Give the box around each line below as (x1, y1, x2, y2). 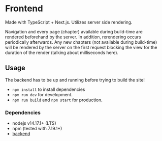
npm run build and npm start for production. (12, 97, 102, 103)
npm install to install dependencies (12, 86, 85, 92)
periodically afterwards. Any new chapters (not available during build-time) (5, 39, 158, 45)
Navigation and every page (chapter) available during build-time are (5, 28, 143, 34)
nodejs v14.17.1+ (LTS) (12, 120, 57, 126)
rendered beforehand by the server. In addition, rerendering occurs (5, 34, 141, 40)
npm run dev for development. (12, 91, 73, 97)
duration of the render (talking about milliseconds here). (5, 50, 119, 56)
